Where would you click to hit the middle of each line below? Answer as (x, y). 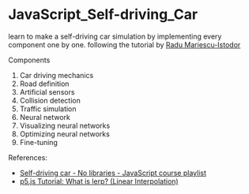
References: (28, 157)
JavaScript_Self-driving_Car (103, 15)
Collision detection (50, 100)
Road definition (44, 84)
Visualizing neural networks (65, 125)
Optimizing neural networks (65, 134)
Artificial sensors (47, 91)
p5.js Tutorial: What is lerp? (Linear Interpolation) (99, 181)
